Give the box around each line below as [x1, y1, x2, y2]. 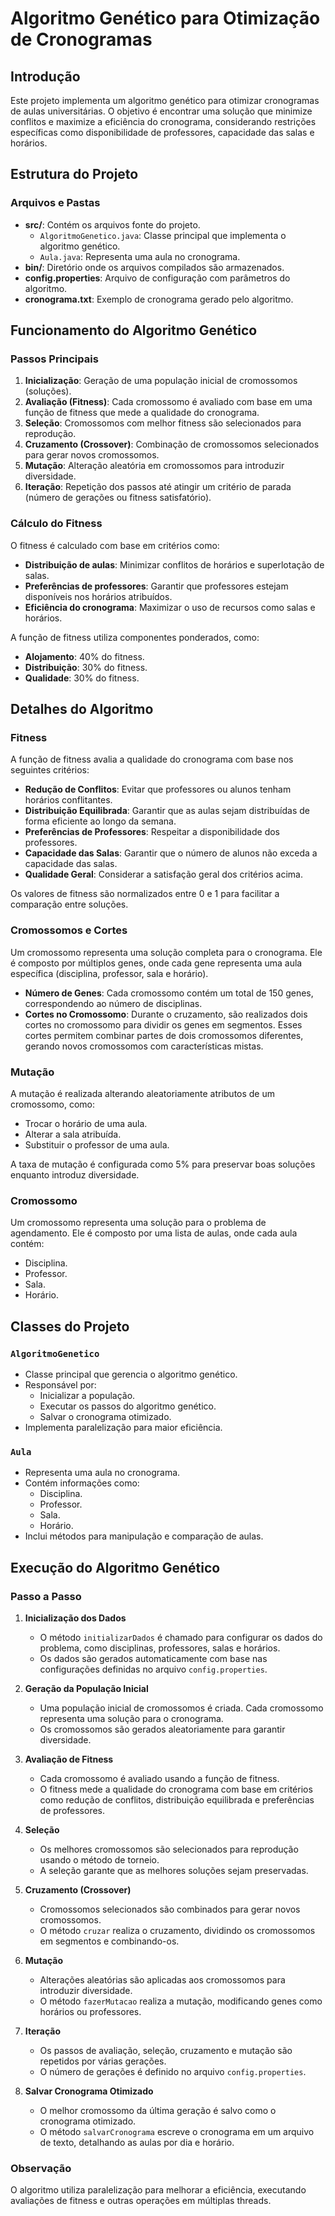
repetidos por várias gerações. [39, 2055, 167, 2067]
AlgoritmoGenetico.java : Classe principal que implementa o [39, 229, 287, 241]
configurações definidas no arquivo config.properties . [39, 1663, 268, 1675]
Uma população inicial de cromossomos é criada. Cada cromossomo [39, 1702, 324, 1714]
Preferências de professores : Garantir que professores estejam [24, 580, 289, 592]
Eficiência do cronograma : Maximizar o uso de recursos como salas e [24, 601, 316, 613]
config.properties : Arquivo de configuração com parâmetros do [24, 272, 291, 284]
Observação [10, 2161, 72, 2175]
